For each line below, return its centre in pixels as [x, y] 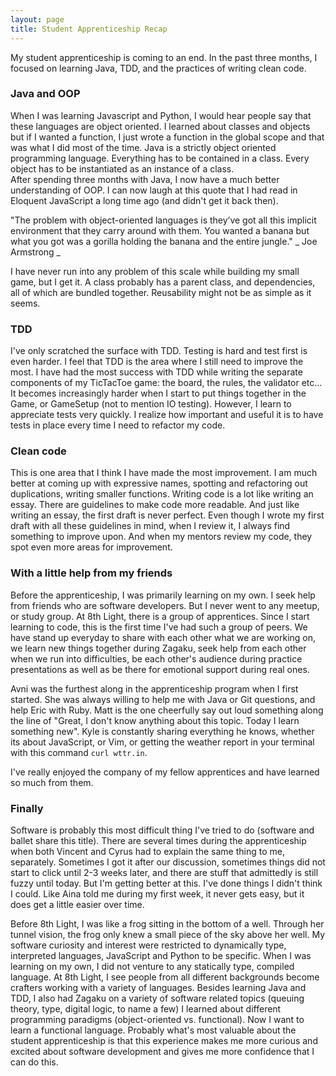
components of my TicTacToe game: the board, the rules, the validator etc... [166, 383]
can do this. [34, 1062]
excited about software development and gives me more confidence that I [162, 1051]
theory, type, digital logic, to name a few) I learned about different [146, 1008]
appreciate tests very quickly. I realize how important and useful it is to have [167, 415]
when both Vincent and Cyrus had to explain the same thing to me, [147, 851]
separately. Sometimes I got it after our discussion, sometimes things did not [168, 862]
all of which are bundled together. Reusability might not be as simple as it [161, 292]
